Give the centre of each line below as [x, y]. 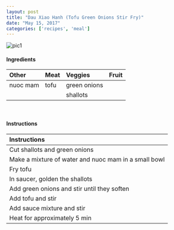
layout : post [23, 12]
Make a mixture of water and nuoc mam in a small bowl [87, 159]
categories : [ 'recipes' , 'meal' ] [48, 29]
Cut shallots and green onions [51, 150]
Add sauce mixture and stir [47, 208]
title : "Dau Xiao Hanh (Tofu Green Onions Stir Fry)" [75, 17]
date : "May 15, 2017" [33, 23]
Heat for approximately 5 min [51, 218]
